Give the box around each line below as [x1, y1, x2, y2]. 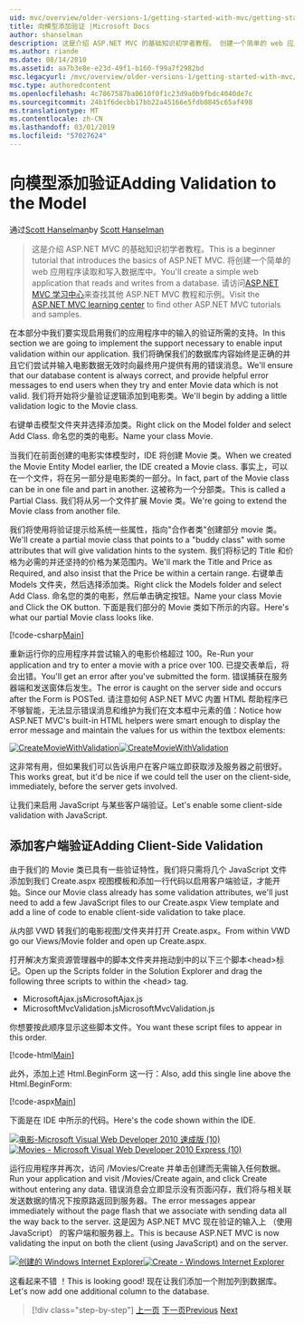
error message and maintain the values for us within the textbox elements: [9, 725, 286, 735]
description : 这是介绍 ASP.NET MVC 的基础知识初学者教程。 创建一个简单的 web [9, 38, 283, 48]
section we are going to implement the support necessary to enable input [9, 337, 283, 348]
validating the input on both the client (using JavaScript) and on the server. [9, 1237, 289, 1248]
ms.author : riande [9, 47, 79, 56]
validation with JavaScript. [9, 809, 109, 821]
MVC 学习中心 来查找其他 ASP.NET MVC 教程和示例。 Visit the [31, 288, 261, 299]
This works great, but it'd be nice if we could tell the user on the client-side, [9, 771, 291, 782]
